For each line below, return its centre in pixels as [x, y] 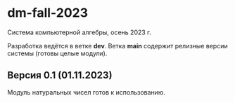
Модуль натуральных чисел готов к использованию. [86, 92]
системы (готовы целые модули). [57, 53]
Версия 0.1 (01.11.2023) [60, 75]
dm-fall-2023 [48, 13]
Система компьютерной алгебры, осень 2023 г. [80, 32]
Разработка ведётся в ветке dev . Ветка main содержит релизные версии [118, 46]
